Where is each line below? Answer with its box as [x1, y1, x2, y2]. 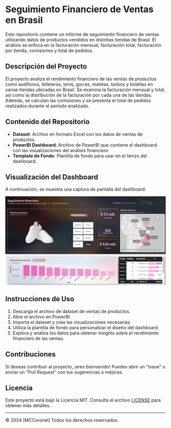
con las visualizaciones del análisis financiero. [12, 147, 109, 153]
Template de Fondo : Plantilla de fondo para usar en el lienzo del [12, 153, 148, 159]
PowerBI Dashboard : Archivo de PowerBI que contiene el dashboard [12, 141, 157, 148]
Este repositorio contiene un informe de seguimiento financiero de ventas [5, 31, 159, 37]
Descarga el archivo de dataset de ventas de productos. [12, 308, 131, 314]
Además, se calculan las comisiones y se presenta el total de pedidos [5, 97, 151, 103]
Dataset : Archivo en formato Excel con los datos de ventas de [12, 131, 143, 137]
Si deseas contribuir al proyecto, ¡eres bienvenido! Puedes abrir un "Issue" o [5, 363, 165, 369]
